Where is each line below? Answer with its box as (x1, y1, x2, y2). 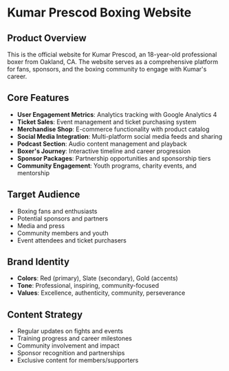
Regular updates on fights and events (17, 327, 124, 335)
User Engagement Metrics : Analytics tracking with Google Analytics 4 (17, 110, 217, 118)
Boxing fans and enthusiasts (17, 207, 98, 215)
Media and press (17, 221, 65, 229)
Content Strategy (7, 308, 83, 320)
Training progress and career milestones (17, 335, 132, 343)
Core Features (7, 92, 69, 104)
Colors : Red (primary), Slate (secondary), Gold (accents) (17, 274, 179, 282)
